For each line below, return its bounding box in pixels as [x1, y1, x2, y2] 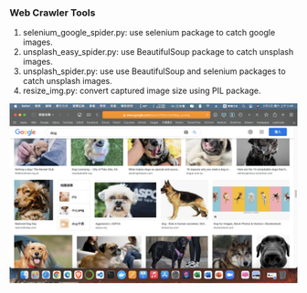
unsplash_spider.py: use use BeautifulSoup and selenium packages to [22, 66, 286, 77]
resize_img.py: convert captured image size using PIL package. [22, 85, 262, 97]
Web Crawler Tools [9, 6, 96, 19]
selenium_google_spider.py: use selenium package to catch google [22, 27, 276, 38]
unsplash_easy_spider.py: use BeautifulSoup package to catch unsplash [22, 47, 294, 58]
